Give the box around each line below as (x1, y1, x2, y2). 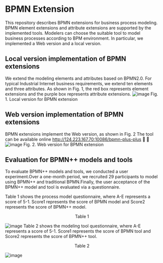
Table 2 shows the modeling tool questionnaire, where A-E (23, 223, 141, 229)
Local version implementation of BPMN (5, 55, 126, 63)
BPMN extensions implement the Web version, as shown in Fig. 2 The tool (5, 131, 154, 137)
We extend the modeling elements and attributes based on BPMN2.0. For (5, 75, 152, 81)
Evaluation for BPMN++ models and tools (5, 155, 133, 164)
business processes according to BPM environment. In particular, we (5, 35, 143, 41)
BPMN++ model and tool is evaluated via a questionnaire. (5, 184, 121, 190)
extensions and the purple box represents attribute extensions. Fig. (5, 91, 159, 97)
